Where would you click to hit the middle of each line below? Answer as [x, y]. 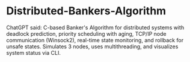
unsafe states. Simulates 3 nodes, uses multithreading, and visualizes [92, 46]
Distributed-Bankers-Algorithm [86, 11]
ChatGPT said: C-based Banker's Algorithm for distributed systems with [95, 27]
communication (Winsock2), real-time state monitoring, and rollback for [95, 40]
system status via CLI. [34, 52]
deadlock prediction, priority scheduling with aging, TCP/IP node [86, 33]
